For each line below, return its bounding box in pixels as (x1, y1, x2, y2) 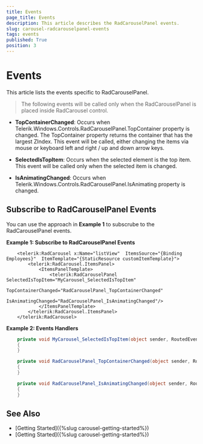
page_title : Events (6, 15, 56, 21)
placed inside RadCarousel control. (21, 106, 109, 114)
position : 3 (6, 43, 36, 49)
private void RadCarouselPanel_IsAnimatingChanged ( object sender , (17, 380, 188, 387)
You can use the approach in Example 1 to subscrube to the (6, 220, 155, 227)
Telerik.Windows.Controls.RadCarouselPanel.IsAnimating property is (14, 180, 185, 188)
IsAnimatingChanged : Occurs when (14, 174, 106, 181)
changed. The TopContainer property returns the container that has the (14, 131, 193, 139)
